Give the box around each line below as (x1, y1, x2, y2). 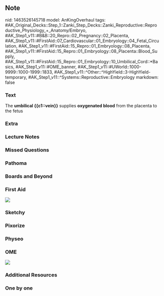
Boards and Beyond (5, 173, 53, 179)
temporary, (5, 74, 27, 80)
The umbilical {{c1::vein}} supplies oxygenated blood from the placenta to (5, 103, 158, 109)
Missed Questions (5, 147, 49, 153)
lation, (5, 43, 18, 49)
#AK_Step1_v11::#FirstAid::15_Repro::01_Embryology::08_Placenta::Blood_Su (5, 48, 158, 54)
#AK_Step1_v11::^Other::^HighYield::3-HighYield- (54, 69, 151, 75)
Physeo (5, 235, 23, 242)
